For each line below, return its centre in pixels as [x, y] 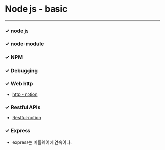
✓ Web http [19, 83]
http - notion [25, 94]
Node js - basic [36, 9]
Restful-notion [27, 118]
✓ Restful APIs [23, 107]
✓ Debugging [21, 70]
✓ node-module [25, 44]
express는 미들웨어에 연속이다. [42, 142]
